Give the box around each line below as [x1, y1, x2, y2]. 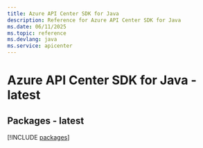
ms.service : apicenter [7, 42, 73, 49]
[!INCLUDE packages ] [7, 133, 70, 141]
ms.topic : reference [7, 29, 67, 37]
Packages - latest [7, 115, 85, 126]
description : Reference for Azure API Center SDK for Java [7, 17, 182, 24]
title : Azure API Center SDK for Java [7, 10, 119, 17]
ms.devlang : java [7, 36, 58, 43]
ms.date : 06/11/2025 [7, 23, 67, 30]
